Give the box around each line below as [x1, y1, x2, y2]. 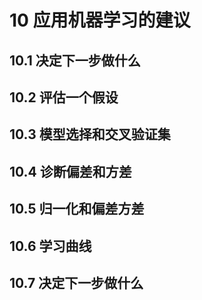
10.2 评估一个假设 [9, 89, 119, 106]
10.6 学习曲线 [9, 237, 92, 255]
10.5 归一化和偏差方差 [9, 201, 145, 218]
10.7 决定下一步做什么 [9, 274, 144, 291]
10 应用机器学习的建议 [9, 9, 191, 32]
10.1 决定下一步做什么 [9, 52, 141, 69]
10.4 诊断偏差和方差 [9, 163, 132, 180]
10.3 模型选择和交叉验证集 [9, 126, 171, 143]
